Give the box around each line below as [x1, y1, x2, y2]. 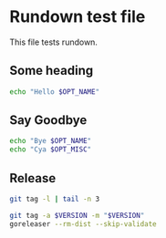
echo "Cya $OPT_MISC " [9, 145, 92, 154]
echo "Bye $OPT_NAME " [9, 137, 92, 146]
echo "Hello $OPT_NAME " [9, 87, 100, 97]
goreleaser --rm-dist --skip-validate [9, 219, 157, 229]
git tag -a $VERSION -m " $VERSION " [9, 211, 145, 220]
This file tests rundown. [9, 36, 99, 47]
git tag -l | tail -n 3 [9, 194, 100, 203]
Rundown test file [9, 6, 146, 27]
